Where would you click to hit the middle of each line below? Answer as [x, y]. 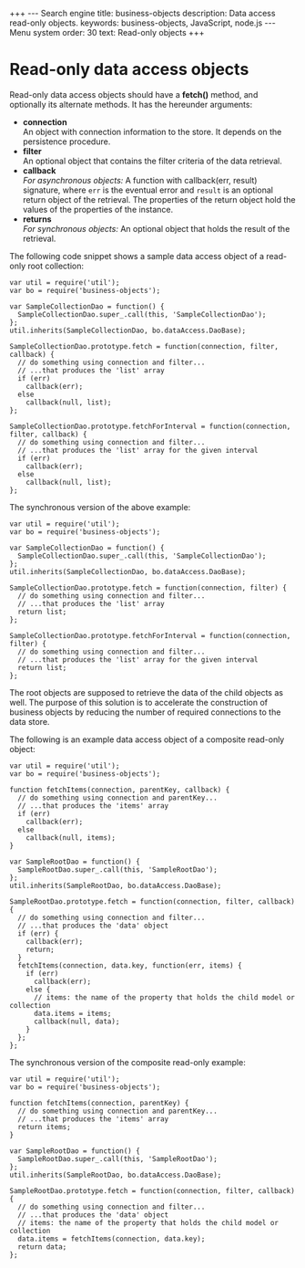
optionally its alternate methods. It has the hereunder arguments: [131, 104]
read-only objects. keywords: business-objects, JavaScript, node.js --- [142, 23]
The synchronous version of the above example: [100, 507]
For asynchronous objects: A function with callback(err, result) [140, 180]
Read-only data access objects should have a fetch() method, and [134, 94]
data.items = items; [72, 1013]
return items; [44, 1127]
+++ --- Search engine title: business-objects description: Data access [142, 13]
